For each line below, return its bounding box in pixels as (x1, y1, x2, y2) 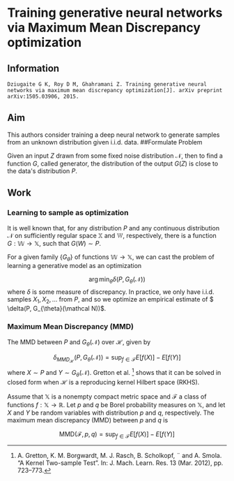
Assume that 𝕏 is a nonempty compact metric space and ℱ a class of (7, 392, 207, 401)
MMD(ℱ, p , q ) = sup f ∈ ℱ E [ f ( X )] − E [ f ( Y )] (58, 429, 175, 440)
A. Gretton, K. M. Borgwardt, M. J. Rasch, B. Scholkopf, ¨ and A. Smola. (17, 452, 222, 460)
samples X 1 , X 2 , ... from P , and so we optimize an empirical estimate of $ (7, 295, 214, 305)
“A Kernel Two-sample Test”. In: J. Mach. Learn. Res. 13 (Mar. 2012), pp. (17, 459, 224, 467)
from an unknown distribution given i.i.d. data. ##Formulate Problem (7, 138, 203, 146)
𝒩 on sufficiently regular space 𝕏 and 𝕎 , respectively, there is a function (7, 231, 217, 239)
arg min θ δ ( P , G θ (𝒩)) (88, 275, 146, 286)
